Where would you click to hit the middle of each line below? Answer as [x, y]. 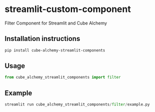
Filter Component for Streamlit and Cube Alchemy [56, 23]
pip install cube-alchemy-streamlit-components [55, 50]
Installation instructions [42, 39]
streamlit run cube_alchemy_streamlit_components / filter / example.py [77, 104]
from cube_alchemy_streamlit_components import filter [63, 77]
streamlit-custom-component [68, 9]
